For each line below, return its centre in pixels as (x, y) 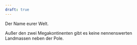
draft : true (17, 10)
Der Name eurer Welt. (27, 23)
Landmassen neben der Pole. (35, 38)
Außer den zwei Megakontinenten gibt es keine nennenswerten (69, 33)
